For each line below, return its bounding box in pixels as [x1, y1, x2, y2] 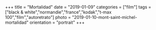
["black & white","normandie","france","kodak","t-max [5, 9, 112, 15]
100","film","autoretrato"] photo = [5, 15, 71, 20]
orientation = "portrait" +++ [29, 19, 85, 25]
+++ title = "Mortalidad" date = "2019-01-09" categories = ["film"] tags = [5, 4, 152, 10]
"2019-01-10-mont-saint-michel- [72, 15, 138, 20]
